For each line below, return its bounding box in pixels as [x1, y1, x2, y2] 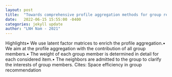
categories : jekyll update [5, 21, 63, 27]
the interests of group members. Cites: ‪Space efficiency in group [5, 62, 142, 68]
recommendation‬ [5, 67, 41, 73]
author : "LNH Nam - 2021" [5, 26, 60, 31]
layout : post [5, 7, 33, 13]
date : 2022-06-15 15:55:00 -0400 [5, 17, 81, 22]
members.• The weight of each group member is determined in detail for [5, 51, 159, 57]
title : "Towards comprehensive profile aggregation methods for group [5, 12, 161, 17]
